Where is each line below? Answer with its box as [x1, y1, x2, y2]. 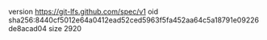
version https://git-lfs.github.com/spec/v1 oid [8, 7, 159, 16]
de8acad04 [8, 24, 47, 33]
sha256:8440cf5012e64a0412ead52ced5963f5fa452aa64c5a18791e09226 [8, 15, 260, 25]
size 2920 [48, 24, 82, 33]
